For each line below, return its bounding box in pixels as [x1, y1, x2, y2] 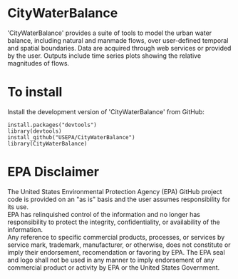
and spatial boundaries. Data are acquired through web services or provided [7, 44, 232, 52]
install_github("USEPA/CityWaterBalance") [7, 133, 135, 141]
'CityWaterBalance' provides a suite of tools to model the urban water [7, 29, 212, 37]
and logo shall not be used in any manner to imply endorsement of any [7, 255, 215, 264]
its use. [7, 202, 29, 211]
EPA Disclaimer [7, 164, 100, 180]
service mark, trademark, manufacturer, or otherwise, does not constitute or [7, 240, 231, 249]
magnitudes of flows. [7, 59, 70, 67]
